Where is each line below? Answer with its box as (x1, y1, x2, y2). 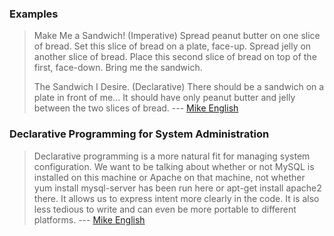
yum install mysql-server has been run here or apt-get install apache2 (33, 182, 322, 194)
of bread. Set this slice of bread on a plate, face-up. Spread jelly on (33, 40, 312, 52)
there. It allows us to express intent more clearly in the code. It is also (33, 192, 320, 204)
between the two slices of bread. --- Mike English (33, 102, 239, 114)
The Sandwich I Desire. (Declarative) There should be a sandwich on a (33, 81, 325, 93)
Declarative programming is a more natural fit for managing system (33, 150, 311, 162)
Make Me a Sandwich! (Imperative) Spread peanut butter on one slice (33, 30, 321, 42)
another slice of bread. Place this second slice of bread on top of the (33, 51, 317, 63)
